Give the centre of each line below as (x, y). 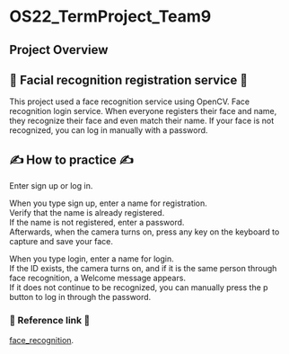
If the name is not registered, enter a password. (97, 223)
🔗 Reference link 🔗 (50, 321)
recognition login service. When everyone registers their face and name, (143, 111)
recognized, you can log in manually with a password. (109, 130)
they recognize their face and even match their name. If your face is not (142, 121)
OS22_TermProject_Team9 (110, 17)
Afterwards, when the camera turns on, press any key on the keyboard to (144, 232)
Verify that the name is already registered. (87, 213)
